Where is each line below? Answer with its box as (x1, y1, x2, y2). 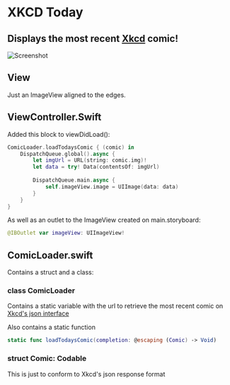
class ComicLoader (7, 285, 76, 295)
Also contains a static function (7, 323, 96, 332)
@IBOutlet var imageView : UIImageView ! (7, 230, 125, 237)
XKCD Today (7, 4, 84, 21)
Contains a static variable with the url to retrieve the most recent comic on (7, 302, 224, 311)
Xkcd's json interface (7, 309, 69, 318)
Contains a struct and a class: (7, 268, 94, 277)
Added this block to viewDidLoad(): (7, 130, 110, 138)
